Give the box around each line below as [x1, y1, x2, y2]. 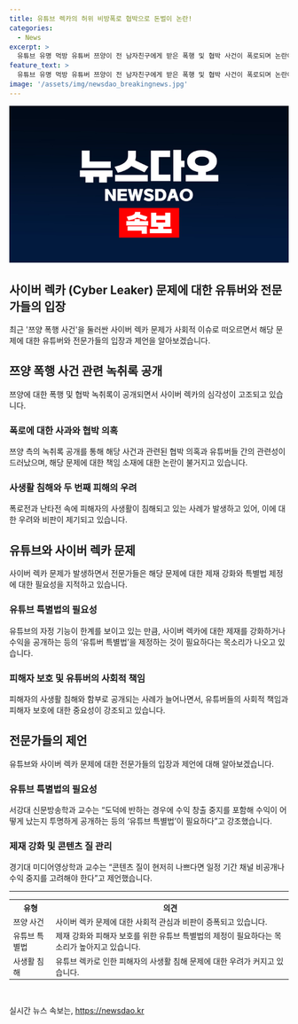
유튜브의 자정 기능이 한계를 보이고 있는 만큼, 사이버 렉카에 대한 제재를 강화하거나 [9, 625, 286, 636]
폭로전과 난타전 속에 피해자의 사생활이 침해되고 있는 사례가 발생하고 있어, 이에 [9, 504, 277, 514]
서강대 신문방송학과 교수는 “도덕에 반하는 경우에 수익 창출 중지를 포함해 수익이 [9, 804, 278, 815]
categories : [9, 23, 53, 33]
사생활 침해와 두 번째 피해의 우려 [9, 481, 137, 494]
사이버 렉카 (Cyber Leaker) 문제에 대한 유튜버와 [9, 282, 259, 297]
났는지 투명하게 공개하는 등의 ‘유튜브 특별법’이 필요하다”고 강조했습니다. [25, 816, 273, 826]
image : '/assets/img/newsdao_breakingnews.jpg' [9, 80, 189, 89]
